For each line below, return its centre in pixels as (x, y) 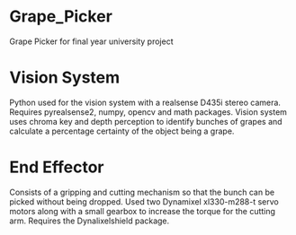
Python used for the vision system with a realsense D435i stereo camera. (145, 102)
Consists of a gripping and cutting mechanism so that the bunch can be (142, 192)
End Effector (57, 167)
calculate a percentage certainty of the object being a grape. (122, 131)
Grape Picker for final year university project (91, 41)
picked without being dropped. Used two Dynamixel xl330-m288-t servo (144, 201)
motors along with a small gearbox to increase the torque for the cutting (143, 211)
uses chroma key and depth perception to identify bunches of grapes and (146, 121)
